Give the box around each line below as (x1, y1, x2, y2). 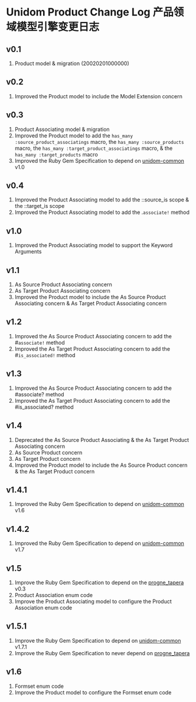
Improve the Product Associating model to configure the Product (14, 598, 172, 605)
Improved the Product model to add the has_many (14, 132, 133, 139)
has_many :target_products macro (14, 150, 99, 158)
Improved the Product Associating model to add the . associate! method (14, 209, 190, 216)
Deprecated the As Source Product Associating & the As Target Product (14, 436, 190, 443)
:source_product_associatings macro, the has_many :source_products (14, 138, 184, 145)
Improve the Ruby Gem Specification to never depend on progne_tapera (14, 649, 190, 656)
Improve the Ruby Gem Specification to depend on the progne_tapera (14, 579, 184, 586)
